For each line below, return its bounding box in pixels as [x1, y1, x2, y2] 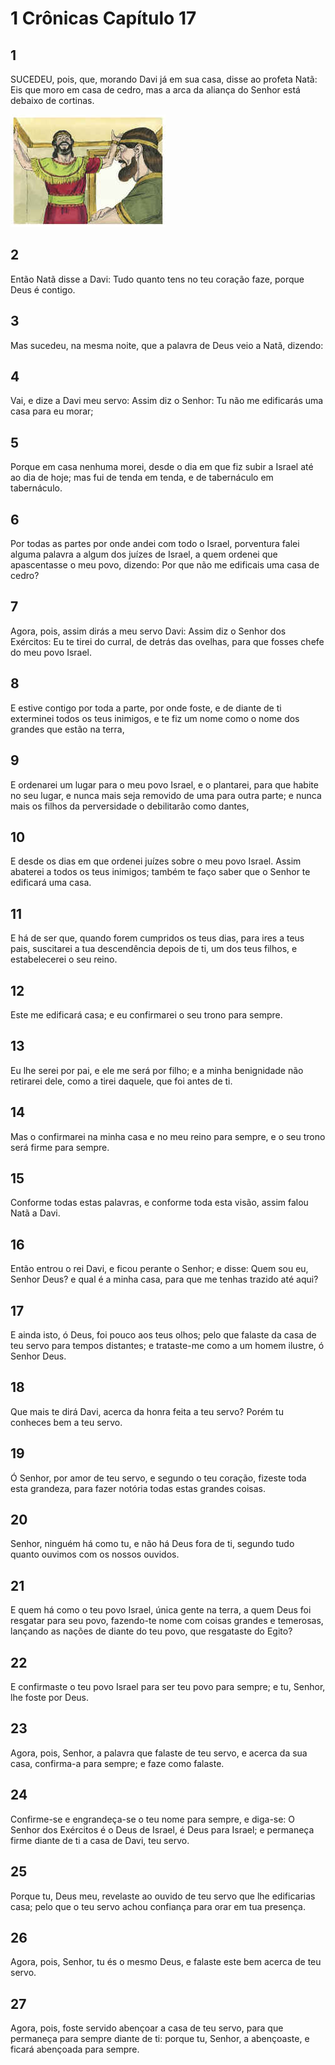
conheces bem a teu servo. [10, 1416, 123, 1428]
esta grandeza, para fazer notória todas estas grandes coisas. [10, 1482, 267, 1494]
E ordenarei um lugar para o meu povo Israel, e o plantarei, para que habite [10, 778, 319, 791]
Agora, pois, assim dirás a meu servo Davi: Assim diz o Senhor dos [10, 625, 287, 637]
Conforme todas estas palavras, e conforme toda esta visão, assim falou [10, 1197, 309, 1209]
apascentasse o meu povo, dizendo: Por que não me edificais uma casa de [10, 559, 320, 571]
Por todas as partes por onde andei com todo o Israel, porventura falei [10, 538, 300, 550]
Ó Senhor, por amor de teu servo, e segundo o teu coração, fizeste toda [10, 1472, 307, 1484]
